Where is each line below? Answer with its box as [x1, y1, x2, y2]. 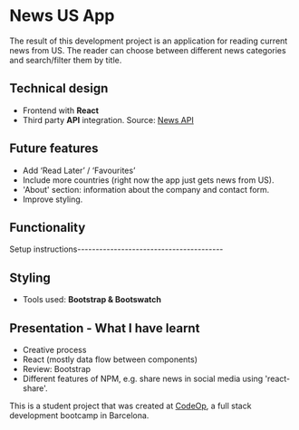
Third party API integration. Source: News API [22, 114, 195, 125]
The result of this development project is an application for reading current [9, 35, 288, 46]
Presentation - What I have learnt [9, 320, 200, 336]
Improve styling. [22, 194, 83, 205]
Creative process [22, 345, 87, 355]
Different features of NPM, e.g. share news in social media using [22, 373, 264, 384]
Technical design [9, 81, 109, 96]
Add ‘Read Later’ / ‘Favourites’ [22, 165, 136, 176]
